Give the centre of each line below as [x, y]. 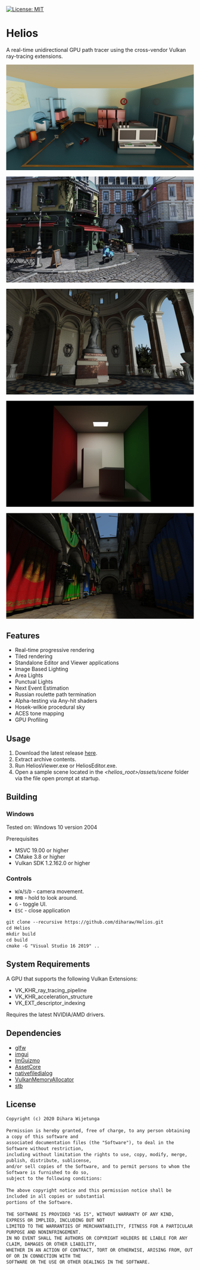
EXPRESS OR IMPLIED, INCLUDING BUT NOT [56, 1220]
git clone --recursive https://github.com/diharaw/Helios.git [85, 922]
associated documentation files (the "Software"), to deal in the [90, 1143]
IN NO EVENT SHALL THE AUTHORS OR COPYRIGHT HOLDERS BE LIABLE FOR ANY [97, 1238]
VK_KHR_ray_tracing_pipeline [51, 990]
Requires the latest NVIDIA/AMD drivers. [56, 1014]
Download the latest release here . [56, 753]
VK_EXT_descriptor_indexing [50, 1003]
